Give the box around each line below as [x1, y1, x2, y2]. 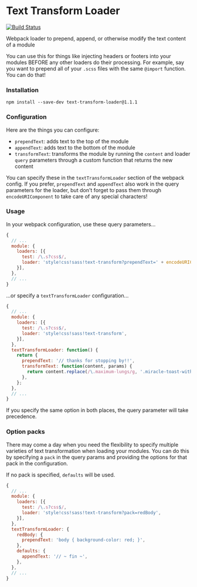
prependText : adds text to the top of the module [14, 137, 129, 145]
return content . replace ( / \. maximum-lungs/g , [27, 369, 138, 375]
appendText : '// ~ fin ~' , [21, 554, 88, 559]
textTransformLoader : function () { [11, 347, 98, 353]
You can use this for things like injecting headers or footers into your [6, 52, 171, 59]
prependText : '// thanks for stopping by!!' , [21, 358, 135, 364]
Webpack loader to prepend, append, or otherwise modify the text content [6, 35, 186, 42]
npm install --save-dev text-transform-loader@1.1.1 [6, 99, 138, 105]
